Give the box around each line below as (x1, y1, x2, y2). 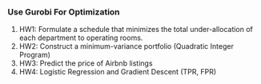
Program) (18, 50, 51, 60)
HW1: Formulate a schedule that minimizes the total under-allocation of (18, 25, 254, 34)
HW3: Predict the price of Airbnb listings (18, 58, 153, 68)
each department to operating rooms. (18, 33, 143, 42)
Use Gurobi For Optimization (7, 6, 121, 18)
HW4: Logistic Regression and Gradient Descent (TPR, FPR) (18, 67, 217, 77)
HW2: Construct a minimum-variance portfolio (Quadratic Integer (18, 42, 234, 51)
